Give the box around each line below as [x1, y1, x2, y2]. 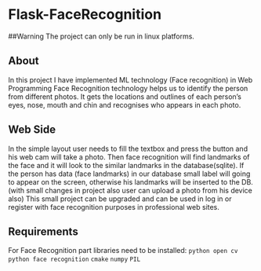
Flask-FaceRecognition [8, 5, 162, 24]
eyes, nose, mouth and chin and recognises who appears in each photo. [8, 100, 241, 109]
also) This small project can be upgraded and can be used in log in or [8, 194, 232, 203]
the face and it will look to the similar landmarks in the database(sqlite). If [8, 160, 245, 170]
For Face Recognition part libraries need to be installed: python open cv [8, 246, 238, 255]
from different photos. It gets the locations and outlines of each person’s [8, 92, 241, 101]
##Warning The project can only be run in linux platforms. [8, 31, 194, 41]
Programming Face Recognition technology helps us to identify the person [8, 83, 248, 93]
